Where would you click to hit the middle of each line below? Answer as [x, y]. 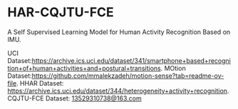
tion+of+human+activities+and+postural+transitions [84, 68]
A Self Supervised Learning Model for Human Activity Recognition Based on [119, 32]
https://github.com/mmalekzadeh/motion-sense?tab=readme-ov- [128, 76]
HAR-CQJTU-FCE [61, 12]
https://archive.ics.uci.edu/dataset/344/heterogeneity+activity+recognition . [118, 91]
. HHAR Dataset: [40, 83]
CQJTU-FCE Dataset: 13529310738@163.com [74, 98]
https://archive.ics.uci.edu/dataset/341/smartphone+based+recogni [131, 60]
